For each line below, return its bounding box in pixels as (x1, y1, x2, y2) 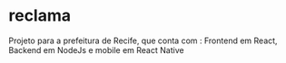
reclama (8, 5, 72, 26)
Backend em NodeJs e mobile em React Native (8, 44, 184, 55)
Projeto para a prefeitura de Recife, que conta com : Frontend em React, (8, 35, 278, 46)
